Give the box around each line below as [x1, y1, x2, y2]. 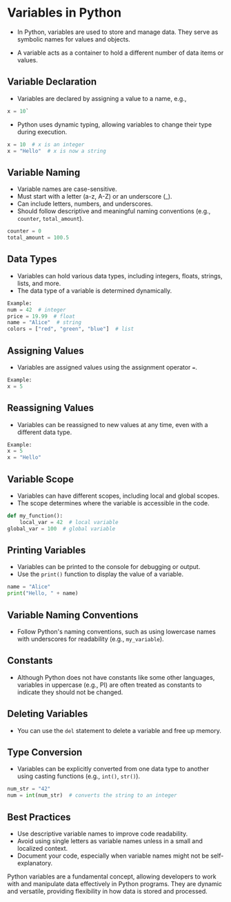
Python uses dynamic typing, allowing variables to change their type [17, 120, 212, 129]
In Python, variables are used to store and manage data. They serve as [17, 28, 219, 36]
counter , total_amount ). [17, 215, 84, 223]
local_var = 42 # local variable [19, 518, 119, 525]
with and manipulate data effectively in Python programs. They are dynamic [7, 879, 223, 887]
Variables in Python [7, 5, 122, 21]
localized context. [17, 844, 68, 852]
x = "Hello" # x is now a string [7, 147, 107, 154]
